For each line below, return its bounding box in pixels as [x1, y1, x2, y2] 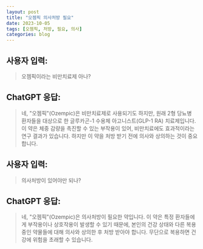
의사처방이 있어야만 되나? [21, 177, 81, 184]
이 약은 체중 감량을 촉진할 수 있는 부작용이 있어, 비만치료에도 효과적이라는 [21, 124, 195, 132]
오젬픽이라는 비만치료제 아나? [21, 72, 91, 80]
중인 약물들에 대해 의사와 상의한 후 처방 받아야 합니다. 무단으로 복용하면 [21, 228, 190, 236]
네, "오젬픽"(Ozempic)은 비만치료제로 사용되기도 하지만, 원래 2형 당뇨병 [21, 109, 192, 117]
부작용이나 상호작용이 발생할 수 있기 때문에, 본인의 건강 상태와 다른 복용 [27, 221, 196, 228]
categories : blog [6, 32, 50, 38]
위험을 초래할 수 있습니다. [32, 236, 93, 244]
